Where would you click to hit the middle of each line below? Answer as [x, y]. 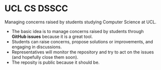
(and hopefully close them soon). [45, 57]
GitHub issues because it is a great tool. [52, 36]
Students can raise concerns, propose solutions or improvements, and [82, 41]
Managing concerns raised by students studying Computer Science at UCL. [80, 22]
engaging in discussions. [37, 47]
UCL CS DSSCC [36, 9]
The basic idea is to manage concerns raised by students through [78, 31]
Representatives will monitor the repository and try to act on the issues [83, 52]
